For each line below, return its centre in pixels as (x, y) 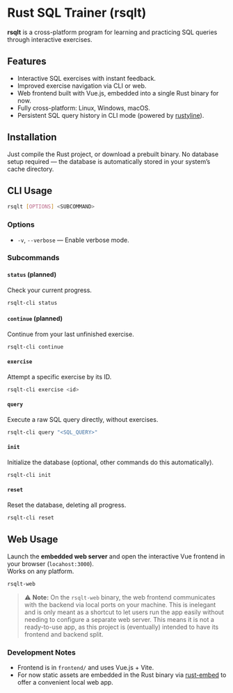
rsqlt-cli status (32, 303)
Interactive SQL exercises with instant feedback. (87, 78)
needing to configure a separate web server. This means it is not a (119, 619)
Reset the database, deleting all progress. (67, 505)
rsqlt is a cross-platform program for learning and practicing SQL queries (112, 32)
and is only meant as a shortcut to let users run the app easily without (124, 612)
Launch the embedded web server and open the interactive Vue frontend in (116, 556)
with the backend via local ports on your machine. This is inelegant (120, 604)
